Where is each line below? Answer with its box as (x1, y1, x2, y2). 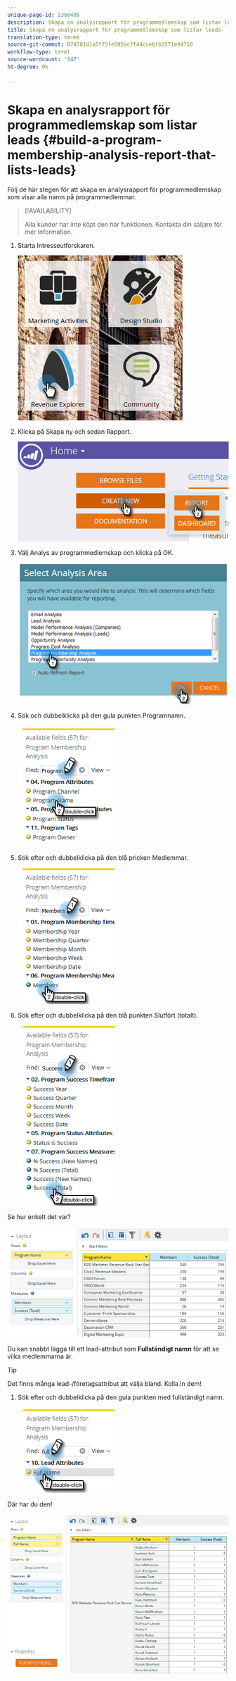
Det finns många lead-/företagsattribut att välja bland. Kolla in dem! (7, 1380, 202, 1388)
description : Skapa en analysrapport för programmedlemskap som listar (7, 18, 221, 26)
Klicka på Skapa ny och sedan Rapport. (17, 427, 132, 436)
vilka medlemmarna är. (7, 1352, 73, 1361)
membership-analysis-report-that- (7, 146, 216, 163)
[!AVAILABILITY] (24, 206, 72, 215)
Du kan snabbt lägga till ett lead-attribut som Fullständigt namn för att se (7, 1345, 220, 1354)
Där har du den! (7, 1500, 53, 1508)
